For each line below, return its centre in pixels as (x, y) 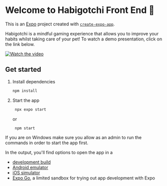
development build (31, 162)
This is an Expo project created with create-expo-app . (60, 24)
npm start (25, 128)
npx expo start (30, 109)
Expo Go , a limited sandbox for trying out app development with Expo (84, 178)
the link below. (20, 44)
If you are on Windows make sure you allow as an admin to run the (74, 137)
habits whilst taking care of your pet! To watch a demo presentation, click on (84, 39)
